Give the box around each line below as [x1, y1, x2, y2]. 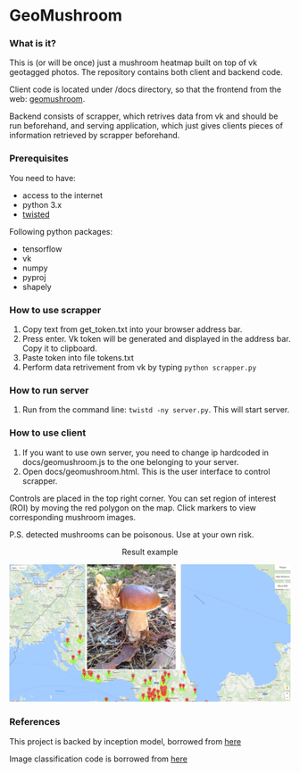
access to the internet [21, 189, 104, 201]
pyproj [21, 271, 46, 282]
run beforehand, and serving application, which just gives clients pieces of [9, 121, 284, 131]
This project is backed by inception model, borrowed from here [9, 736, 242, 746]
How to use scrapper [9, 303, 102, 316]
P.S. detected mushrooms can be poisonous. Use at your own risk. [9, 528, 254, 540]
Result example [121, 546, 179, 557]
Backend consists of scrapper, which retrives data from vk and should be [9, 111, 279, 121]
